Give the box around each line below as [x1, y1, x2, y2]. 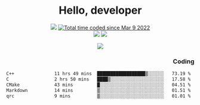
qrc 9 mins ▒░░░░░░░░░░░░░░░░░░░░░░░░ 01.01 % [6, 93, 191, 99]
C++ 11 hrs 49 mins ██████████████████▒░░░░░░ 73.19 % [6, 71, 191, 77]
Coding [173, 57, 195, 66]
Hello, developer [59, 4, 142, 17]
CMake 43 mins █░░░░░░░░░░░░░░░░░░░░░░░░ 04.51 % [6, 82, 191, 88]
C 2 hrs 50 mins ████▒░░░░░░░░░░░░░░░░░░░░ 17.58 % [6, 76, 191, 82]
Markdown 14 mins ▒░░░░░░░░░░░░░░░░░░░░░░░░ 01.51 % [6, 87, 191, 93]
